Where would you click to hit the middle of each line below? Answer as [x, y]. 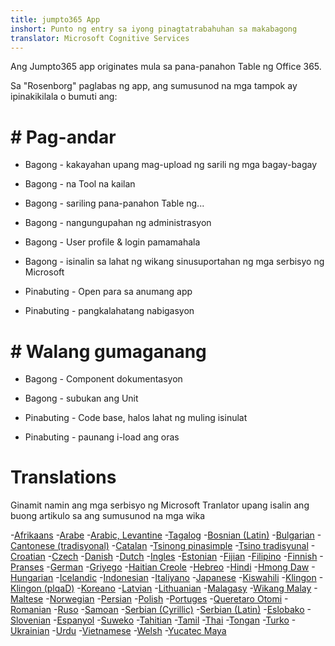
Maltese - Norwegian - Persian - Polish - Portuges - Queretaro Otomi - [149, 599]
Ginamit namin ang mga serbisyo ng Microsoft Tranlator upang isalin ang [160, 505]
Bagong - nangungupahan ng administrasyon [118, 223]
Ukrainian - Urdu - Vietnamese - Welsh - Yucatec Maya [118, 631]
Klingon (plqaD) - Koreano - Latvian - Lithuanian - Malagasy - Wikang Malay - [164, 588]
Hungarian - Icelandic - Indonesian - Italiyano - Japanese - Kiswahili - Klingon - [167, 578]
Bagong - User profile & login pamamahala [112, 242]
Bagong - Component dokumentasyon [103, 379]
